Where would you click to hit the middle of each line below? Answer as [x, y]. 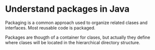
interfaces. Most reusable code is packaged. [50, 27]
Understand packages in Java [67, 9]
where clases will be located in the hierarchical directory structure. [73, 42]
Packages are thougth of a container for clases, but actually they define [78, 37]
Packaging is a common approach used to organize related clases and [76, 23]
